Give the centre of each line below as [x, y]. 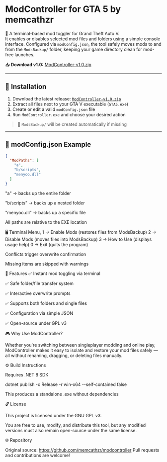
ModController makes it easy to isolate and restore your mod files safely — [82, 350]
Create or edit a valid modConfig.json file [54, 109]
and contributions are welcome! [38, 455]
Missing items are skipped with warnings [47, 264]
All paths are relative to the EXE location [46, 222]
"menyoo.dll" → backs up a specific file [45, 212]
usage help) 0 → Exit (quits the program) [47, 244]
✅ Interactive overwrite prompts [38, 293]
